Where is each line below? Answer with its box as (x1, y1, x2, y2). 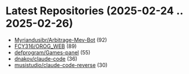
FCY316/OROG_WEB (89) (14, 43, 77, 50)
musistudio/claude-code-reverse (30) (14, 61, 108, 69)
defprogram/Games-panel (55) (14, 49, 91, 56)
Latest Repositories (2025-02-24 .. (5, 4, 184, 18)
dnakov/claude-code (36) (14, 55, 78, 62)
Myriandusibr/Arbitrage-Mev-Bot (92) (14, 36, 107, 43)
